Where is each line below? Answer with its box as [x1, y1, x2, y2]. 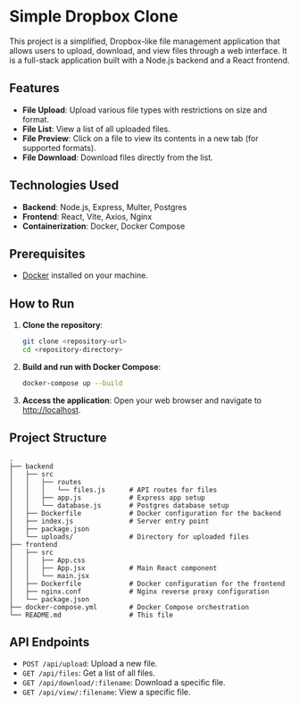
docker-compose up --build [21, 378, 123, 388]
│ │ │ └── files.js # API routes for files [9, 485, 218, 494]
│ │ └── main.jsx [9, 571, 90, 580]
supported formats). [21, 142, 96, 153]
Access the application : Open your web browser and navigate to [21, 395, 262, 406]
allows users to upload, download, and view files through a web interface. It [9, 45, 287, 55]
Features [9, 80, 60, 96]
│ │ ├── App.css [9, 556, 87, 565]
